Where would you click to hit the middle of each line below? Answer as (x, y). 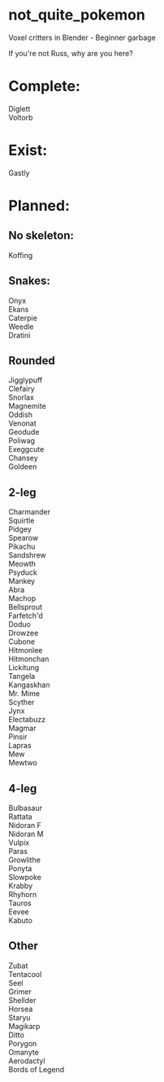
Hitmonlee (26, 651)
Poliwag (22, 440)
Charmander (30, 512)
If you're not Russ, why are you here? (71, 53)
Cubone (22, 642)
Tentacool (25, 974)
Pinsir (18, 737)
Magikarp (24, 1026)
